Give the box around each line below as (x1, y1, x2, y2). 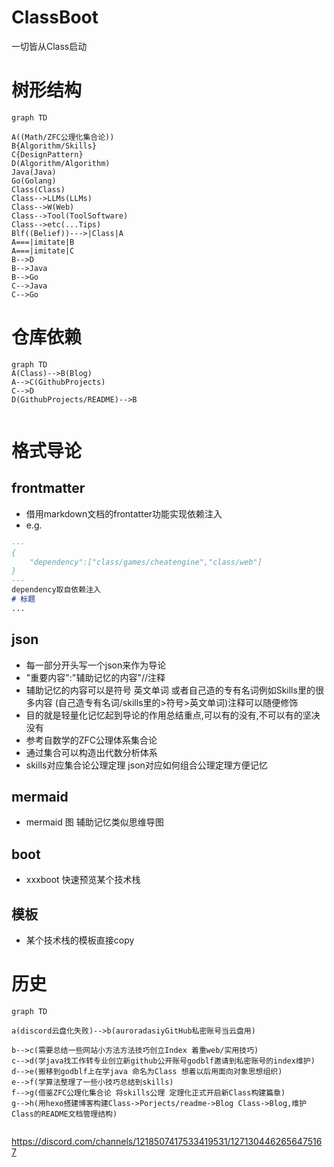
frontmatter (11, 480, 86, 497)
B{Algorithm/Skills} (11, 141, 98, 151)
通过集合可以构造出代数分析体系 (25, 746, 158, 758)
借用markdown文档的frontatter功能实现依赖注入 (25, 507, 223, 520)
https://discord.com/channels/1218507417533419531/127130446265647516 (11, 1136, 323, 1147)
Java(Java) (11, 167, 57, 177)
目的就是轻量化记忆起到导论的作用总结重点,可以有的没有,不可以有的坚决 (25, 709, 321, 721)
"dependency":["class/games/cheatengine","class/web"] (29, 557, 263, 567)
